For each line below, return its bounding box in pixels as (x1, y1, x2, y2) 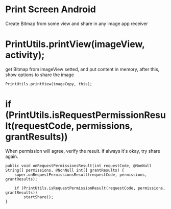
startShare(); (23, 194, 54, 200)
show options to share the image (5, 72, 74, 78)
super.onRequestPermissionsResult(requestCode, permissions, (14, 172, 147, 177)
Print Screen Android (5, 4, 96, 15)
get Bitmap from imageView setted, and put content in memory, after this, (5, 66, 160, 72)
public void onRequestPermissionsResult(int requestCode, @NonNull (5, 163, 152, 168)
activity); (5, 50, 45, 61)
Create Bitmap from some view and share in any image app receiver (5, 20, 148, 27)
